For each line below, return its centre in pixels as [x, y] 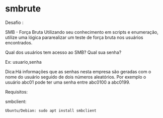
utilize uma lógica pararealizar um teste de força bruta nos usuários [74, 37]
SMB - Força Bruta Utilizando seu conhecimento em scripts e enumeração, [82, 32]
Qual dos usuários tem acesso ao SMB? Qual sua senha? [63, 52]
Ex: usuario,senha [24, 62]
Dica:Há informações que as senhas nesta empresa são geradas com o [78, 71]
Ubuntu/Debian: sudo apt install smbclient [51, 111]
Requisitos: [17, 92]
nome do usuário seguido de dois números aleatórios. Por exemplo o [76, 77]
